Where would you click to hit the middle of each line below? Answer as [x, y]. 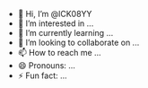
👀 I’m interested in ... [56, 23]
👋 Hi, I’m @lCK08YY [55, 14]
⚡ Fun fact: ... [42, 75]
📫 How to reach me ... [59, 53]
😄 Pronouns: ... [47, 66]
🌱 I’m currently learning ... [65, 33]
